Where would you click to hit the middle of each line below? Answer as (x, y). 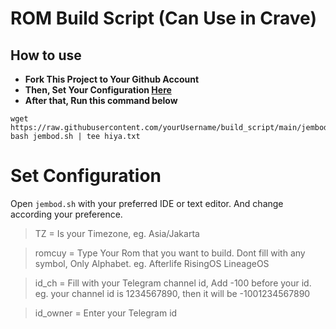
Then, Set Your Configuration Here (98, 90)
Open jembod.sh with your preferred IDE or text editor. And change (147, 203)
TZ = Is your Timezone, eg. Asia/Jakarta (117, 233)
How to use (46, 55)
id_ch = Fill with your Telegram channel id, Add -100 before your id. (173, 283)
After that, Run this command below (101, 100)
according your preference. (66, 214)
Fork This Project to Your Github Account (112, 79)
